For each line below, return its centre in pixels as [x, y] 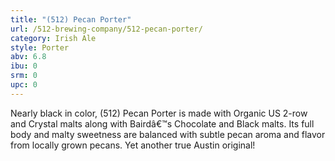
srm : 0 [24, 76]
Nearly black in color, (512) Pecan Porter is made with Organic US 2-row [159, 113]
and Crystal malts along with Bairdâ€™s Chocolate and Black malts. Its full [162, 123]
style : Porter [40, 47]
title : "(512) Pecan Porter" [71, 19]
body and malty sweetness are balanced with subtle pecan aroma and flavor [168, 134]
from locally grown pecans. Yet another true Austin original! [133, 145]
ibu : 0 [24, 66]
